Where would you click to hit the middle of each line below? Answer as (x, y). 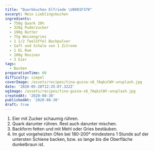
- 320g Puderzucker (29, 28)
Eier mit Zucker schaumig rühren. (45, 118)
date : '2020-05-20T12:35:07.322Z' (40, 86)
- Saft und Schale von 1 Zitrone (43, 46)
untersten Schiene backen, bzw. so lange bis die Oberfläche (72, 139)
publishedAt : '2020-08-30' (32, 100)
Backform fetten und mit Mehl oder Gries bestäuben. (65, 129)
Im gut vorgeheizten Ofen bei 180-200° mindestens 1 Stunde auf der (80, 134)
